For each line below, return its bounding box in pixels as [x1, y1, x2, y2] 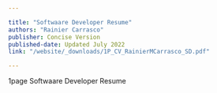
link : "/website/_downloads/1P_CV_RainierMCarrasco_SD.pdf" [8, 48, 211, 56]
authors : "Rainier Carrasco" [8, 25, 104, 34]
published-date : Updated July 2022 [8, 40, 125, 48]
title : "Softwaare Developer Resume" [8, 18, 133, 26]
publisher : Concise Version [8, 33, 101, 41]
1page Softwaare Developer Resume [8, 76, 126, 86]
